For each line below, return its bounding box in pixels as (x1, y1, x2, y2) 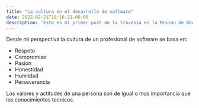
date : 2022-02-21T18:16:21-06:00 (6, 14, 89, 20)
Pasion (14, 60, 32, 67)
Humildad (14, 72, 38, 80)
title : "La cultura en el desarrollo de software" (6, 8, 134, 15)
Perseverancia (14, 78, 50, 86)
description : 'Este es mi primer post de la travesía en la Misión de (6, 19, 184, 25)
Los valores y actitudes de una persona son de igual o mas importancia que (6, 90, 191, 97)
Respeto (14, 47, 36, 54)
